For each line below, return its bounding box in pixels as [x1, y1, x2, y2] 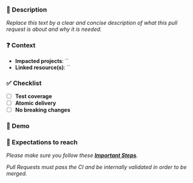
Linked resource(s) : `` [15, 64, 71, 71]
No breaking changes [15, 106, 71, 114]
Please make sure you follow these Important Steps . [6, 151, 138, 159]
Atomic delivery [15, 99, 56, 107]
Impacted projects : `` [15, 57, 69, 64]
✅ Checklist [6, 79, 42, 87]
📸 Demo [6, 122, 30, 130]
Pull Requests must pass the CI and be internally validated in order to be [6, 164, 187, 171]
